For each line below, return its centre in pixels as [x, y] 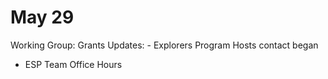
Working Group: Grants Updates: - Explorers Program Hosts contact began [164, 45]
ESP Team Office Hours [73, 64]
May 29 [42, 17]
